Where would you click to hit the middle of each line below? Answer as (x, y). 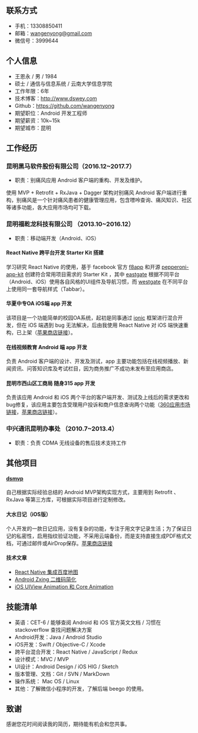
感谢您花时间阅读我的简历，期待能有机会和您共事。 (68, 724)
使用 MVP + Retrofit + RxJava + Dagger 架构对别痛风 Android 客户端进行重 (97, 193)
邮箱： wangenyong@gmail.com (53, 33)
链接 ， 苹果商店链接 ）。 (33, 412)
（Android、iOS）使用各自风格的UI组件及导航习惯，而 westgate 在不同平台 (97, 281)
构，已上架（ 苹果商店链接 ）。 (41, 333)
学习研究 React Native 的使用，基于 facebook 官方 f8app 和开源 (83, 267)
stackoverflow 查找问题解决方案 (53, 629)
